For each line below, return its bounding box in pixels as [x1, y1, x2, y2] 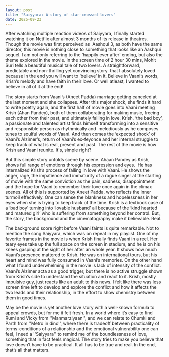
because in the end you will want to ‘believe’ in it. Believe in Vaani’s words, [5, 73, 159, 79]
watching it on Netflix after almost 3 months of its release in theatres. [5, 36, 148, 42]
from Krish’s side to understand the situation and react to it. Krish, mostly [5, 274, 156, 280]
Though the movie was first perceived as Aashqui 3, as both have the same [5, 41, 162, 47]
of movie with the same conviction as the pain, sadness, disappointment [5, 178, 155, 184]
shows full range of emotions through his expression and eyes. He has [5, 162, 152, 168]
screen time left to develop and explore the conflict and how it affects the [5, 284, 157, 290]
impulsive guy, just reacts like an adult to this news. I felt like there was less [5, 279, 161, 285]
